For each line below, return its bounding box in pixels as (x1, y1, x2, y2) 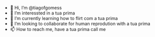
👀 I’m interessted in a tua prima (10, 10, 75, 16)
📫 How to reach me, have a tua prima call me (10, 26, 106, 32)
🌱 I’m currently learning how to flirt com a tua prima (10, 15, 118, 21)
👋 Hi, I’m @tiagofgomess (10, 5, 62, 10)
